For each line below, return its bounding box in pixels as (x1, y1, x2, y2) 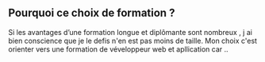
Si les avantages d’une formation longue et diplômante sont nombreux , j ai (8, 27, 252, 37)
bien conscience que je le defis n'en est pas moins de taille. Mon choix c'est (8, 36, 258, 45)
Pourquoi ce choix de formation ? (8, 6, 175, 20)
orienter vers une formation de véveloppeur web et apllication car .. (8, 44, 229, 54)
